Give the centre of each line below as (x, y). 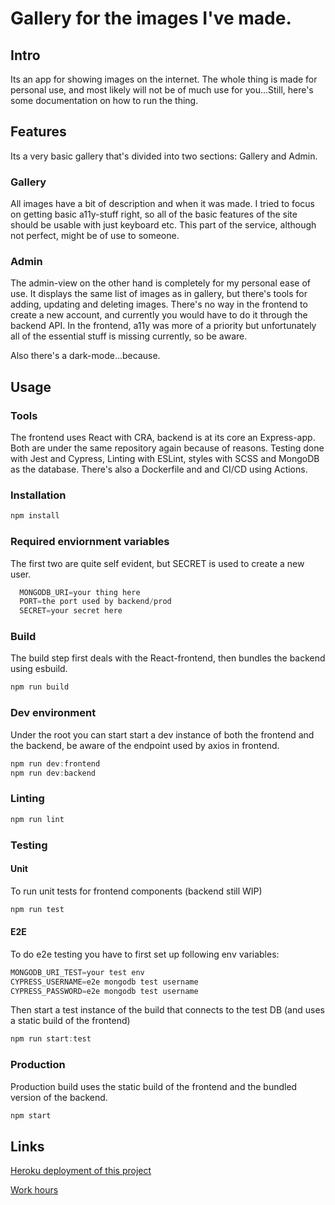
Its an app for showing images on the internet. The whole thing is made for (164, 79)
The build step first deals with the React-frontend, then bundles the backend (168, 658)
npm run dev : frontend (55, 763)
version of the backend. (59, 1097)
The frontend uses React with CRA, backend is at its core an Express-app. (163, 438)
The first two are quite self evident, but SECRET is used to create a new (157, 563)
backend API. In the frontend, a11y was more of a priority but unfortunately (163, 326)
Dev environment (53, 713)
